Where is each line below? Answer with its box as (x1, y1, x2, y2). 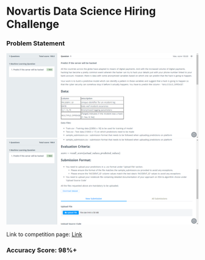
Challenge (6, 17, 60, 31)
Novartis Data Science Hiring (6, 4, 156, 18)
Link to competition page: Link (6, 231, 82, 238)
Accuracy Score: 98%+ (6, 246, 77, 254)
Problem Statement (6, 39, 65, 48)
